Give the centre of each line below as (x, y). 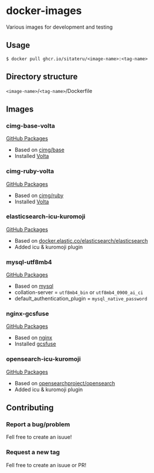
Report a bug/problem (38, 424)
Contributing (30, 408)
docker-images (44, 11)
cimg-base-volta (31, 126)
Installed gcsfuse (35, 344)
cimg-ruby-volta (30, 171)
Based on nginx (33, 338)
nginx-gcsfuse (28, 314)
